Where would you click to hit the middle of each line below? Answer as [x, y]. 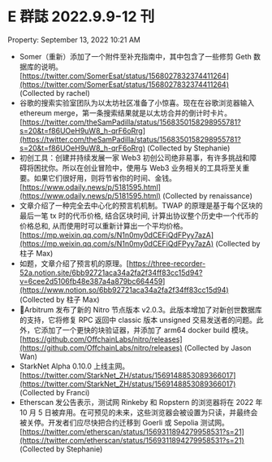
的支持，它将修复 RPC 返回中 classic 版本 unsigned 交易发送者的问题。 [138, 320]
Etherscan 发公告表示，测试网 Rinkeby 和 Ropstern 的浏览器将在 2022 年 [141, 402]
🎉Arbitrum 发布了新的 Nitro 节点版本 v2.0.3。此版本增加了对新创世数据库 [141, 309]
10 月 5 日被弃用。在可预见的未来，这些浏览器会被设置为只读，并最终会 [138, 412]
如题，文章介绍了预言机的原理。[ [74, 263]
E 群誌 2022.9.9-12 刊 [81, 17]
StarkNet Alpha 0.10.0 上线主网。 [74, 366]
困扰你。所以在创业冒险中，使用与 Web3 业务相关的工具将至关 [138, 168]
